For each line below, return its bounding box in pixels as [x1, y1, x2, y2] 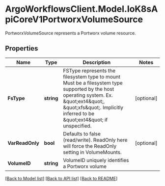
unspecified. [63, 122, 92, 129]
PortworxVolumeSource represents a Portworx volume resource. [5, 30, 136, 36]
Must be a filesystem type [63, 80, 123, 86]
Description [82, 59, 111, 66]
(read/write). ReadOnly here [63, 136, 128, 143]
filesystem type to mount [63, 73, 120, 80]
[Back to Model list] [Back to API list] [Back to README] [5, 175, 118, 181]
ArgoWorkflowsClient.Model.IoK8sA [5, 3, 158, 15]
